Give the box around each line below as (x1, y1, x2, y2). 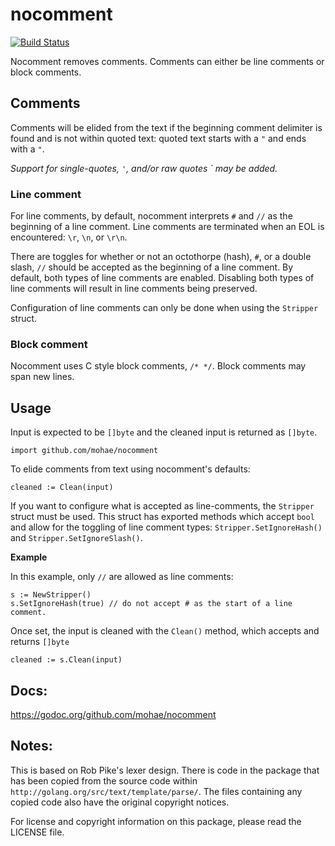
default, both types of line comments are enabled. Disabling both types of (10, 272, 315, 284)
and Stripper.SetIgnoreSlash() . (10, 532, 143, 544)
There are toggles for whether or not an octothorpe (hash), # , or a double (10, 251, 312, 263)
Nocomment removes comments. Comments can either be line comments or (10, 55, 325, 67)
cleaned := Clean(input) (10, 483, 114, 493)
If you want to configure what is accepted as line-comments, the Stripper (10, 500, 315, 512)
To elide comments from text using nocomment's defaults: (10, 463, 251, 475)
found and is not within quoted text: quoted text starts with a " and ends (10, 132, 307, 144)
